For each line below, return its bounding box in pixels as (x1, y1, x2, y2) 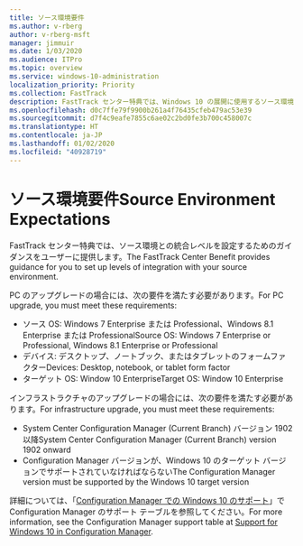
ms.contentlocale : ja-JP (9, 131, 103, 140)
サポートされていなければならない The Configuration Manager (46, 466, 276, 477)
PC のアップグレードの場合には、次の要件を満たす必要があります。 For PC (9, 290, 284, 301)
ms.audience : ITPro (9, 55, 83, 64)
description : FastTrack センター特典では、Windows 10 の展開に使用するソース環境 (9, 97, 295, 106)
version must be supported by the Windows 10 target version (22, 476, 250, 487)
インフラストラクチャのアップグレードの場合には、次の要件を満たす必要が (9, 392, 286, 403)
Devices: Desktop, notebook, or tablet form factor (46, 362, 231, 373)
